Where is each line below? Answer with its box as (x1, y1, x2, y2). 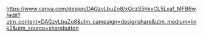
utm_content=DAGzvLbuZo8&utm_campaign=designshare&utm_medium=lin (6, 18, 197, 25)
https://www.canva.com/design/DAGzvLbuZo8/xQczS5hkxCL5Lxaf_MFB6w (6, 5, 196, 12)
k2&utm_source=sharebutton (6, 24, 79, 32)
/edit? (6, 12, 21, 19)
